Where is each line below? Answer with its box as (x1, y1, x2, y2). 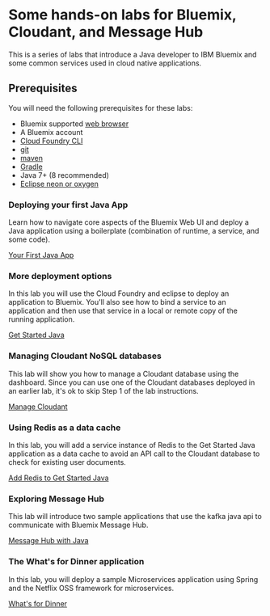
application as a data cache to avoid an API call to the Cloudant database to (8, 449, 260, 458)
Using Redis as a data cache (8, 422, 121, 433)
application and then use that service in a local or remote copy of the (8, 306, 238, 316)
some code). (8, 234, 51, 244)
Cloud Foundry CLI (19, 136, 83, 146)
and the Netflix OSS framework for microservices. (8, 583, 175, 593)
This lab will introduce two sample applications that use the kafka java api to (8, 512, 263, 521)
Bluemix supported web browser (19, 119, 129, 129)
